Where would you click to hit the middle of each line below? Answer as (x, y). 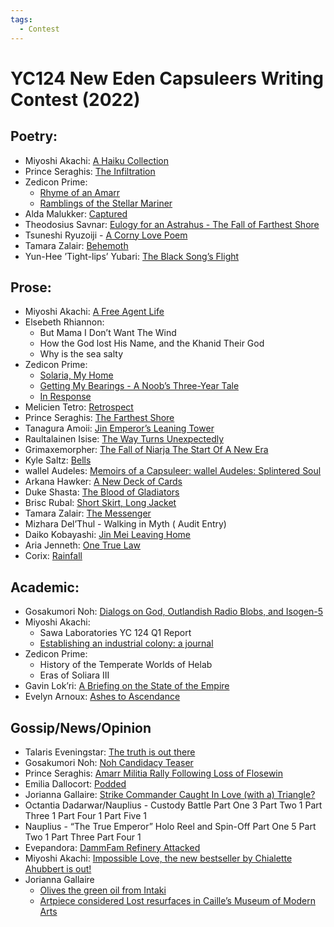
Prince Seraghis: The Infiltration (90, 171)
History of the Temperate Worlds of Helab (126, 665)
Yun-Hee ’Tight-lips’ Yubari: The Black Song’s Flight (132, 256)
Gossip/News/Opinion (81, 727)
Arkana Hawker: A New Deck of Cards (103, 482)
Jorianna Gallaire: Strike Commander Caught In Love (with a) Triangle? (170, 794)
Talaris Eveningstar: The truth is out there (110, 752)
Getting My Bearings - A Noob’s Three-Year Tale (139, 386)
